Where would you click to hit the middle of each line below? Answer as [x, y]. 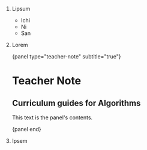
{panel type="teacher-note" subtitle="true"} [66, 56]
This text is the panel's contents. [52, 117]
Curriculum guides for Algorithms [76, 103]
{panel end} [27, 129]
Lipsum [21, 9]
